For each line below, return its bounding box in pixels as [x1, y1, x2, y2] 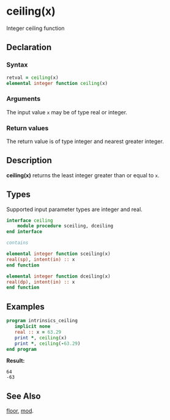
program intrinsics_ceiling [6, 318, 78, 324]
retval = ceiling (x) [6, 75, 59, 81]
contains [6, 240, 29, 246]
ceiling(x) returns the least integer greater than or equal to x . [6, 171, 160, 179]
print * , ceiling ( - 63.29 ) [14, 341, 81, 347]
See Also [6, 391, 41, 401]
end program [6, 346, 37, 352]
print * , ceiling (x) [14, 334, 67, 341]
